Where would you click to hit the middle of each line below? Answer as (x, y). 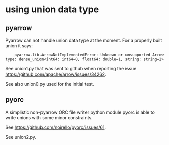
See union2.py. (21, 137)
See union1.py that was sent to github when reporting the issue (71, 69)
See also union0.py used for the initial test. (50, 84)
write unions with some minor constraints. (49, 117)
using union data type (52, 9)
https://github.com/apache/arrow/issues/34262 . (56, 74)
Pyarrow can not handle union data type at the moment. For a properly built (84, 40)
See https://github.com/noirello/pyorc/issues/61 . (56, 127)
